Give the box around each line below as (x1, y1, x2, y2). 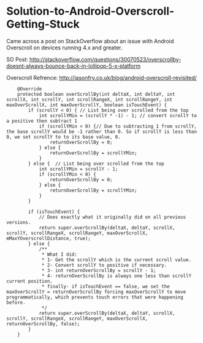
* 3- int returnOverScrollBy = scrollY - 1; (41, 267, 156, 273)
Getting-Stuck (6, 17, 80, 31)
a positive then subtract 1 (6, 118, 78, 124)
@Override (17, 85, 43, 92)
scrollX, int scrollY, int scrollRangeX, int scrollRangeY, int (6, 96, 173, 103)
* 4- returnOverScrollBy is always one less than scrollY (41, 273, 191, 279)
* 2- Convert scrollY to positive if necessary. (41, 262, 167, 268)
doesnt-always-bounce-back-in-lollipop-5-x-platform (6, 62, 141, 70)
